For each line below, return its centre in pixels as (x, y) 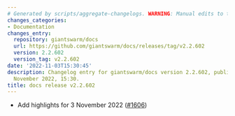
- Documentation (31, 27)
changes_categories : (37, 20)
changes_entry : (29, 33)
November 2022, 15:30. (47, 79)
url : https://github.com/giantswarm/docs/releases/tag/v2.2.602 (109, 46)
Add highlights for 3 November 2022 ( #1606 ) (82, 105)
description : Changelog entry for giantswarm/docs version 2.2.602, (109, 72)
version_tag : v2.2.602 (47, 59)
